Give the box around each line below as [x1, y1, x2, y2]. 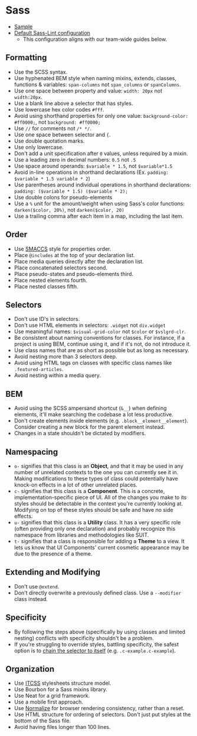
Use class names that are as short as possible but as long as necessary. [14, 347, 189, 354]
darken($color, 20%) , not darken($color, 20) [14, 206, 124, 213]
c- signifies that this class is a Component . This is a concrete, [14, 488, 165, 494]
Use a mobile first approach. [14, 698, 84, 705]
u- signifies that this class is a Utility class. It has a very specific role [14, 519, 181, 525]
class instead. [14, 595, 48, 602]
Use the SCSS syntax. [14, 68, 68, 75]
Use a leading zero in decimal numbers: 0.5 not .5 [14, 156, 136, 163]
